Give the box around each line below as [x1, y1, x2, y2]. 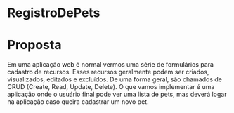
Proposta [7, 37, 62, 53]
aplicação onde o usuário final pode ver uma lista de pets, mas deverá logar [7, 90, 227, 99]
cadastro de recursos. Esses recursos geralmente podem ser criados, [7, 68, 209, 77]
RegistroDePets [7, 5, 100, 21]
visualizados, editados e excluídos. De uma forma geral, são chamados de [7, 75, 223, 84]
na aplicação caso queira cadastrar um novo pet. [7, 98, 149, 106]
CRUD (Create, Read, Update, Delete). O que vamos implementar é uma [7, 83, 215, 91]
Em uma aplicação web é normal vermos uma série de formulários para [7, 60, 214, 69]
